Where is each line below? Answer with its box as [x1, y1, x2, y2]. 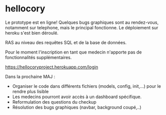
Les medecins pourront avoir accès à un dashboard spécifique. [12, 94, 142, 100]
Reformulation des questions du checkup [12, 99, 97, 105]
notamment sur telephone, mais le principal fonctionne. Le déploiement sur [5, 24, 159, 30]
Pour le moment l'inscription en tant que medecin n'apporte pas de [5, 49, 142, 55]
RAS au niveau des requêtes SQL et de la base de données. [5, 39, 127, 45]
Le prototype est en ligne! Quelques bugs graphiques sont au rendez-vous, [5, 19, 159, 25]
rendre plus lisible [12, 88, 49, 94]
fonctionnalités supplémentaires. [5, 54, 72, 60]
